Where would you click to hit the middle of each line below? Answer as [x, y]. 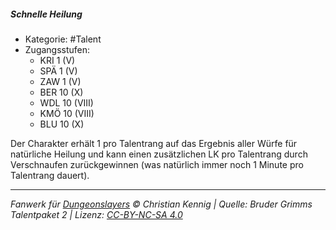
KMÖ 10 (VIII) [67, 113]
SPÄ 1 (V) [58, 71]
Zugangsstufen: [57, 49]
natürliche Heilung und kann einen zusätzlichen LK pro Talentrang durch [159, 154]
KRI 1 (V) [57, 60]
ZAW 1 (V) [60, 81]
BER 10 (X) [61, 92]
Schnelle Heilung [46, 14]
